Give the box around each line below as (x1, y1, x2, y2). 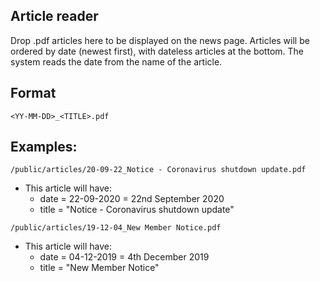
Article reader (10, 8, 99, 25)
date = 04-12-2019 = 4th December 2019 (39, 251, 210, 263)
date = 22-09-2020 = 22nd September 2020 (39, 193, 225, 205)
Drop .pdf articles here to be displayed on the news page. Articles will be (10, 34, 310, 46)
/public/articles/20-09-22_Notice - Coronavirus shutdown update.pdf (10, 165, 307, 175)
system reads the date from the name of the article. (10, 55, 223, 68)
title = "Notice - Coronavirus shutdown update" (39, 204, 235, 216)
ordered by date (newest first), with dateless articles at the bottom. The (10, 45, 304, 57)
